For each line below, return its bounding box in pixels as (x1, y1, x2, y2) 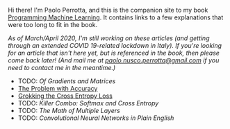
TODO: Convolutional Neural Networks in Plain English (17, 114, 174, 122)
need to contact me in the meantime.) (8, 64, 116, 71)
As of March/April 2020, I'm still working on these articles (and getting (8, 34, 210, 42)
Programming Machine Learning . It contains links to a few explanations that (8, 13, 224, 21)
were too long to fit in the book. (8, 21, 98, 28)
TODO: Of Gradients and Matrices (17, 77, 116, 85)
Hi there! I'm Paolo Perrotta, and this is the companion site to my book (8, 6, 208, 14)
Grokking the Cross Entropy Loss (17, 92, 113, 100)
